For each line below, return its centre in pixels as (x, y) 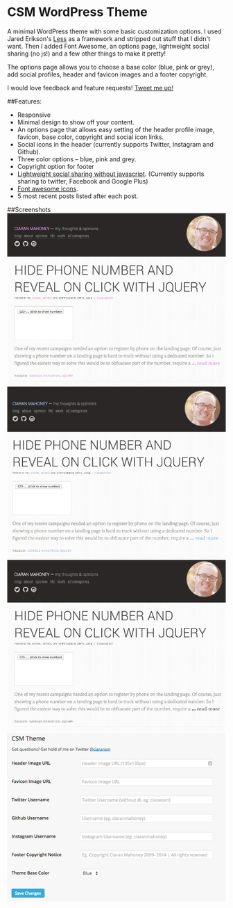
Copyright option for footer (56, 166)
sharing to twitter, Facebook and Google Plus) (83, 181)
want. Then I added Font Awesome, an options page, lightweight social (108, 46)
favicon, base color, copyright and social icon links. (90, 137)
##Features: (25, 101)
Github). (29, 152)
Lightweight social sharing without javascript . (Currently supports (111, 174)
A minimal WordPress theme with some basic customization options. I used (114, 31)
